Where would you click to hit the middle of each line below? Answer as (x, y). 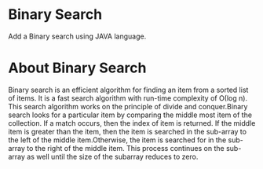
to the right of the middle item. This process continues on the (126, 148)
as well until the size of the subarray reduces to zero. (113, 156)
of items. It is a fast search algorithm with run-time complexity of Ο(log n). (128, 98)
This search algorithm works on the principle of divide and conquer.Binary (128, 106)
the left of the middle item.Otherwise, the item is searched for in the (117, 140)
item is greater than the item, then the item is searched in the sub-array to (128, 131)
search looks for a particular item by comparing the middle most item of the (130, 115)
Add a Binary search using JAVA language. (77, 36)
